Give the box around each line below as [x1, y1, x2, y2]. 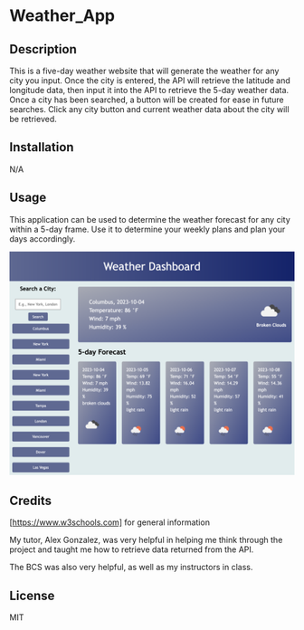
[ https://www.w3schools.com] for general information [9, 517, 211, 528]
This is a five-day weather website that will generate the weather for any [9, 65, 280, 76]
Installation [9, 139, 74, 155]
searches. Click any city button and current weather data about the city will [9, 104, 290, 114]
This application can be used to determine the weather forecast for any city [9, 214, 291, 224]
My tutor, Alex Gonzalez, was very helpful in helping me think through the [9, 535, 283, 546]
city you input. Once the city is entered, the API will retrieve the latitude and [9, 75, 291, 86]
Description [9, 42, 77, 57]
